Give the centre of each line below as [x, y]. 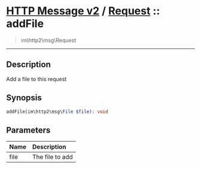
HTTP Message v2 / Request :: [83, 11]
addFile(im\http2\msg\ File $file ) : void [57, 112]
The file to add [52, 157]
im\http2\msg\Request [48, 40]
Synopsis [24, 98]
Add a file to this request [36, 79]
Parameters [28, 130]
